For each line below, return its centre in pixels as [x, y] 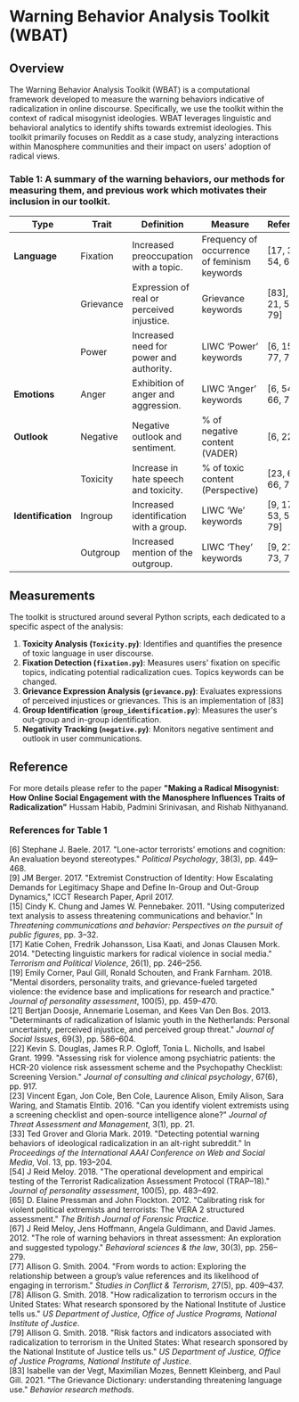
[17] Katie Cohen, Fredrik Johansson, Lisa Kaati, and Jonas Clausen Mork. [145, 944]
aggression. [157, 406]
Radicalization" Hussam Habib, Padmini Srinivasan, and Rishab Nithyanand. [149, 807]
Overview [37, 68]
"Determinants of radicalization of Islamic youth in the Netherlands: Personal [149, 1020]
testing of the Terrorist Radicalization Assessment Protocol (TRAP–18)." [139, 1181]
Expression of [161, 287]
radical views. [35, 156]
